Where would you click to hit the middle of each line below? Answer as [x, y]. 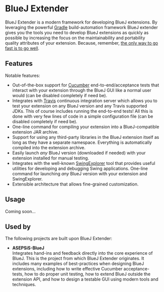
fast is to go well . [22, 48]
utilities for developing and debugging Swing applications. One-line [80, 168]
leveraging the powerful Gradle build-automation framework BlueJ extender [82, 27]
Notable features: [23, 75]
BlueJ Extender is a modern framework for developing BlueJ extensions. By [81, 22]
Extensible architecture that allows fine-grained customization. [75, 184]
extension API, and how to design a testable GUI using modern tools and [85, 279]
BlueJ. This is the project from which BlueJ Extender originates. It [78, 259]
